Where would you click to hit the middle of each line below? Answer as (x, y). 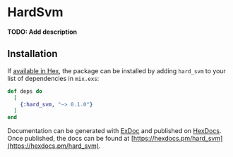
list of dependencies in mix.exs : (53, 78)
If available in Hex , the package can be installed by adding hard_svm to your (116, 70)
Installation (32, 54)
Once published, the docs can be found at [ (71, 139)
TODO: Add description (42, 32)
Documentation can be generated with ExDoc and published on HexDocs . (114, 131)
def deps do (25, 91)
